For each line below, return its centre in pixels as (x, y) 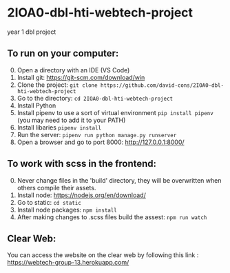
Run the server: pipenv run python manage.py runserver (97, 134)
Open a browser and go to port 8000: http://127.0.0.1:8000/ (101, 142)
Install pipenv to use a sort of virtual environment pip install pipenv (115, 112)
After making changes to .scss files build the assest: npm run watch (112, 217)
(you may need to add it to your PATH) (71, 120)
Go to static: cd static (49, 202)
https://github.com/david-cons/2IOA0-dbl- (162, 85)
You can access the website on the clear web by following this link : (103, 255)
